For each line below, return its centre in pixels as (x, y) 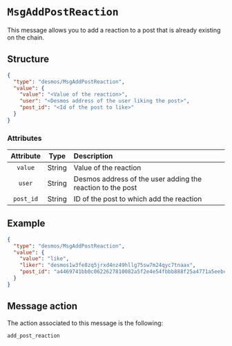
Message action (42, 306)
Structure (28, 59)
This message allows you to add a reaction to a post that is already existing (114, 30)
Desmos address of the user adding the (138, 179)
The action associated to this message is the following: (85, 323)
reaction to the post (105, 188)
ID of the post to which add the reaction (138, 199)
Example (26, 224)
